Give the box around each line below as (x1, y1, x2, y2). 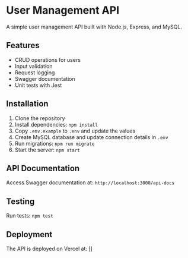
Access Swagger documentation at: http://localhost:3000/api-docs (6, 179, 175, 186)
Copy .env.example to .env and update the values (14, 127, 136, 134)
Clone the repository (14, 114, 65, 122)
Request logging (14, 69, 55, 76)
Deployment (6, 229, 53, 240)
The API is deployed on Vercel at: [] (6, 245, 93, 252)
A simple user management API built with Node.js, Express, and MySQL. (6, 23, 183, 30)
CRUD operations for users (14, 56, 81, 63)
